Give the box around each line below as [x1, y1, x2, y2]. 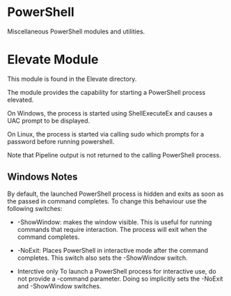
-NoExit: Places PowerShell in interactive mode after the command [17, 246, 209, 254]
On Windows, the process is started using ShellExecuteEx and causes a [7, 109, 213, 117]
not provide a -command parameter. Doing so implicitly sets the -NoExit [17, 274, 223, 283]
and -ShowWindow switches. [17, 281, 102, 290]
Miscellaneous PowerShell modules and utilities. [7, 27, 145, 36]
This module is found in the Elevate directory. [7, 75, 137, 83]
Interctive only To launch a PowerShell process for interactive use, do [17, 267, 217, 275]
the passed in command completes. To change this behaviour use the [7, 196, 207, 205]
